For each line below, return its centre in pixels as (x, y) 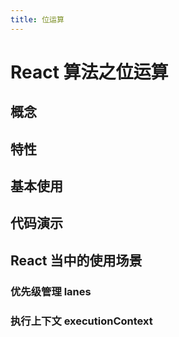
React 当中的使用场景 (76, 260)
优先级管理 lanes (51, 291)
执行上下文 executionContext (81, 321)
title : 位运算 (37, 19)
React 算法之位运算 (89, 72)
